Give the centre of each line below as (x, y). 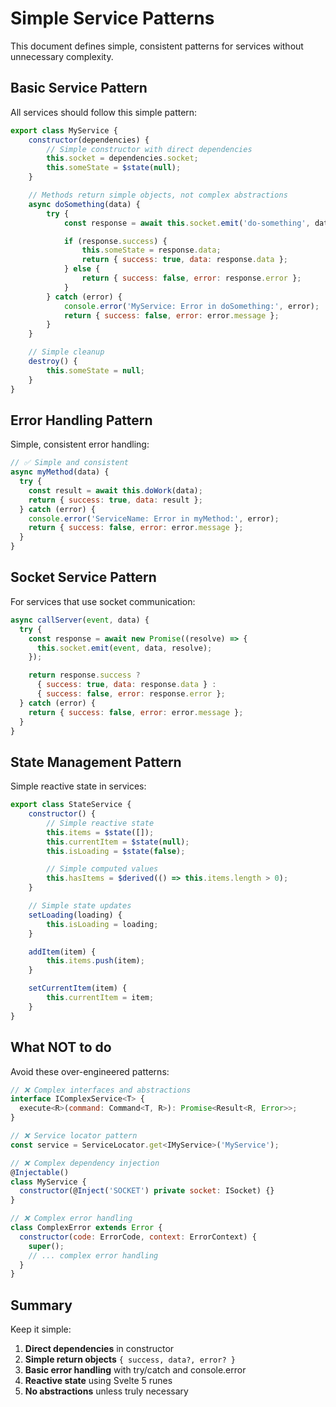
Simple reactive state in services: (78, 786)
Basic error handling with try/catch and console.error (135, 1370)
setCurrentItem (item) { (78, 988)
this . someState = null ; (95, 370)
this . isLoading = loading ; (102, 924)
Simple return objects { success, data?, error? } (130, 1359)
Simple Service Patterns (112, 18)
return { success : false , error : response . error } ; (191, 278)
